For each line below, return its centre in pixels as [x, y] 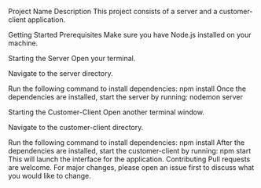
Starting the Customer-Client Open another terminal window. [106, 112]
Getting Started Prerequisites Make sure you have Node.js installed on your [130, 35]
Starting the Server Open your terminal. [72, 58]
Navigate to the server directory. [61, 73]
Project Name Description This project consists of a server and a [113, 11]
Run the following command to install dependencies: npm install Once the [127, 89]
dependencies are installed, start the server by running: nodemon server [126, 97]
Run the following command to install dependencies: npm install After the [127, 143]
